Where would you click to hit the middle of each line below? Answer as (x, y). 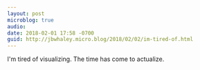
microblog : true (30, 20)
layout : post (26, 14)
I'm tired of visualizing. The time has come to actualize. (86, 59)
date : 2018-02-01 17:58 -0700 (51, 33)
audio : (17, 26)
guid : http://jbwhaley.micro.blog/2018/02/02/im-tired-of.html (100, 40)
